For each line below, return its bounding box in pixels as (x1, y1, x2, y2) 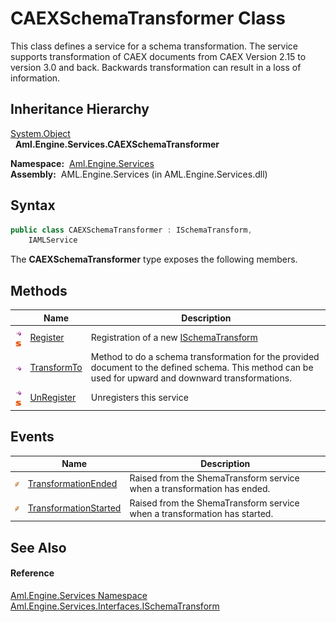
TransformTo (29, 362, 83, 374)
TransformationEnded (27, 477, 118, 489)
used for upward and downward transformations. (90, 372, 292, 384)
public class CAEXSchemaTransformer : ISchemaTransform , (10, 225, 253, 235)
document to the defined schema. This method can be (90, 362, 314, 374)
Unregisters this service (90, 391, 189, 403)
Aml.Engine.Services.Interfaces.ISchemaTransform (10, 600, 220, 612)
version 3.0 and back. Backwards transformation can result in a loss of (10, 61, 302, 73)
